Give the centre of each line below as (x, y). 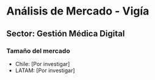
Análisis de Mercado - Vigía (78, 11)
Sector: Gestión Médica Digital (66, 34)
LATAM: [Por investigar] (45, 70)
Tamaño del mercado (38, 51)
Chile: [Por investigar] (42, 64)
